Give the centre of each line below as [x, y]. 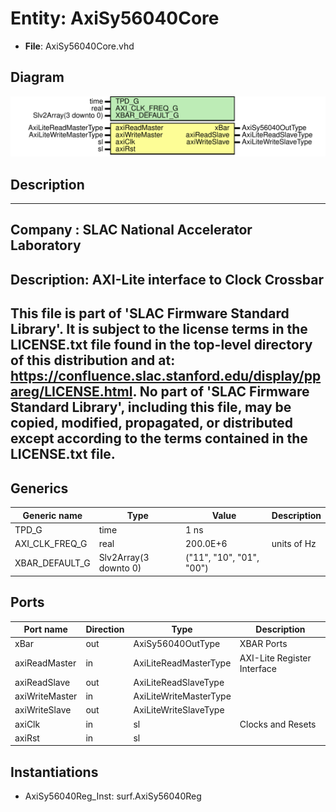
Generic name [52, 515]
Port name [45, 629]
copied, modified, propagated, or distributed [152, 423]
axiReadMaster [45, 663]
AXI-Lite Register [275, 658]
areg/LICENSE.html [71, 392]
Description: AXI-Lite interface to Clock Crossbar [167, 279]
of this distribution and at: [93, 360]
